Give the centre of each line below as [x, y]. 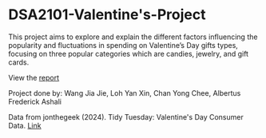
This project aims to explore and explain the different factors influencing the [133, 37]
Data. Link [25, 125]
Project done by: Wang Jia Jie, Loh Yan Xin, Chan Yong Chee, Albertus [125, 93]
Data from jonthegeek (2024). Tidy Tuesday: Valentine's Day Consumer [126, 116]
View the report [34, 77]
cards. [19, 62]
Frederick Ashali [35, 101]
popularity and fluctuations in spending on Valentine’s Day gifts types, [123, 45]
